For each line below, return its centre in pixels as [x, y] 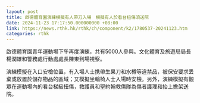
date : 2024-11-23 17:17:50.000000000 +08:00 [62, 23]
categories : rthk [28, 34]
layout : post [22, 12]
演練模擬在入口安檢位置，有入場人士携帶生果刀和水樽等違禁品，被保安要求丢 [100, 71]
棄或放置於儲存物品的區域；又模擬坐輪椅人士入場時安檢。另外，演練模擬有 [97, 79]
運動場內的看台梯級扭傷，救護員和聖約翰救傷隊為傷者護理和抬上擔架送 [102, 86]
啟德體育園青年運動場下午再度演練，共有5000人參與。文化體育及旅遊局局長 [99, 52]
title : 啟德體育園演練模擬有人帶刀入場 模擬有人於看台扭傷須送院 [78, 17]
